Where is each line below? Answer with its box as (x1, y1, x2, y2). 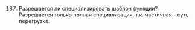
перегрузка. (18, 18, 50, 24)
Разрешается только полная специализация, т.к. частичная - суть (18, 11, 189, 18)
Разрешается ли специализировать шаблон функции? (18, 5, 158, 12)
